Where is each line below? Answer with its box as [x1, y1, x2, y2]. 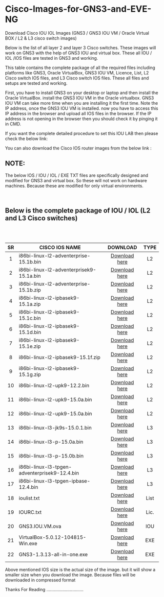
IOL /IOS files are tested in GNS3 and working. [5, 55, 99, 61]
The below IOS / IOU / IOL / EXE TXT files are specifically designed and [5, 172, 148, 178]
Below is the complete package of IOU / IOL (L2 [5, 207, 150, 215]
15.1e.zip [19, 343, 41, 350]
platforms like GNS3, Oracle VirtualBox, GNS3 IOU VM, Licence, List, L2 [5, 70, 149, 75]
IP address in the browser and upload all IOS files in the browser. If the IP [5, 110, 152, 116]
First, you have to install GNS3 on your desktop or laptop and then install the [5, 90, 159, 96]
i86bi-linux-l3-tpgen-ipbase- [19, 478, 90, 484]
